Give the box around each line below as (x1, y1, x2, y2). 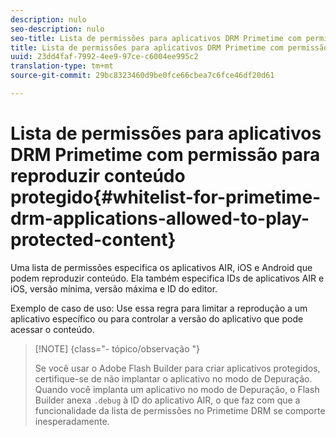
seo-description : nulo (10, 24, 105, 34)
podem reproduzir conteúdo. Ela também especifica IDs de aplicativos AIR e (10, 272, 325, 284)
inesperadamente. (34, 415, 110, 427)
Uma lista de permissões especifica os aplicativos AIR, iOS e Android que (10, 261, 313, 273)
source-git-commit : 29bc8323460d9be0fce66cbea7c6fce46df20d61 (10, 71, 275, 81)
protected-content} (10, 229, 177, 251)
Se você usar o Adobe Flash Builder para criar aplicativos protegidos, (34, 362, 321, 374)
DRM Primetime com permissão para (10, 144, 321, 166)
